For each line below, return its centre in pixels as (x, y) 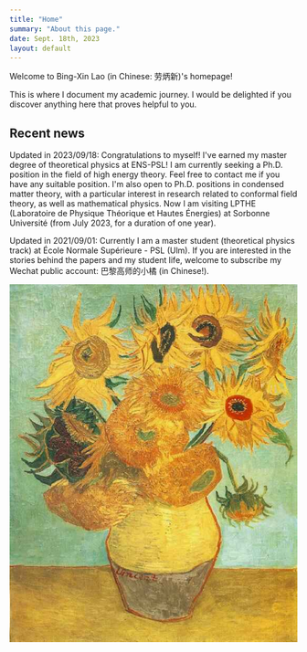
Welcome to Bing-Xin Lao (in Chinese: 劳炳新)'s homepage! (121, 77)
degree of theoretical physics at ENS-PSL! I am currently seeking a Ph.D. (146, 165)
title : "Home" (37, 19)
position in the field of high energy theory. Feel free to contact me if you (145, 174)
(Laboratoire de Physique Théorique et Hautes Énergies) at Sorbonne (140, 214)
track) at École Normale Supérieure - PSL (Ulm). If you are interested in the (150, 250)
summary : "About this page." (65, 29)
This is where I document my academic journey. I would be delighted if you (151, 95)
